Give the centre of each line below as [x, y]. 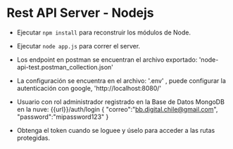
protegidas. [33, 138]
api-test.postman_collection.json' [65, 67]
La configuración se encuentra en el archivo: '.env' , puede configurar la [121, 80]
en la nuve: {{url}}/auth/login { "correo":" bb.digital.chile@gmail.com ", [117, 109]
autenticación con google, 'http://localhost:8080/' [89, 88]
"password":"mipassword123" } [63, 117]
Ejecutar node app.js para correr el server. [78, 46]
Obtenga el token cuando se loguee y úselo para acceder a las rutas [116, 130]
